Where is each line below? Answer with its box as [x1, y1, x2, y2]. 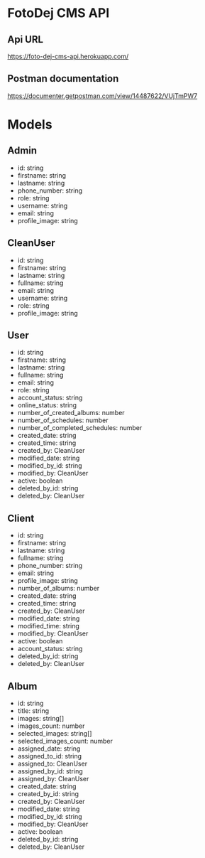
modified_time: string [17, 622, 80, 631]
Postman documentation [7, 73, 119, 85]
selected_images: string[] [17, 729, 92, 738]
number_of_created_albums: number [17, 409, 126, 417]
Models [7, 117, 52, 132]
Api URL [7, 33, 44, 45]
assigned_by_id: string [17, 767, 83, 776]
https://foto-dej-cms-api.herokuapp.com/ [7, 52, 129, 60]
